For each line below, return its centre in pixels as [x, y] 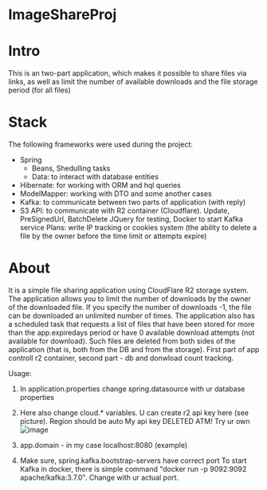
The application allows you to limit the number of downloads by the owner [130, 299]
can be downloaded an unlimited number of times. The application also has [132, 316]
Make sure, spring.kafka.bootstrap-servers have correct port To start [133, 461]
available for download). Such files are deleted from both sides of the [122, 341]
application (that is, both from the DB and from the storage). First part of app [134, 349]
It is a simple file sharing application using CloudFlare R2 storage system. [129, 290]
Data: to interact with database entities [95, 177]
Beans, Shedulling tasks [71, 168]
